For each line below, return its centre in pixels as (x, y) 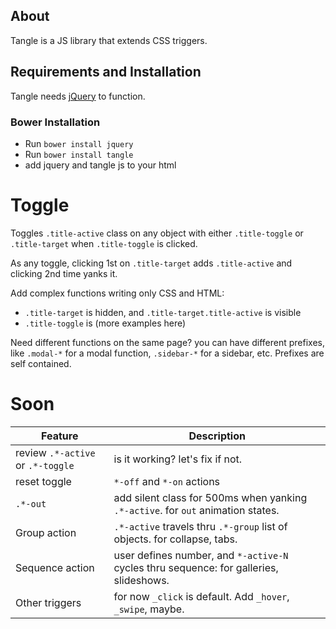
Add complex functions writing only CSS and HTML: (117, 293)
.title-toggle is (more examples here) (105, 323)
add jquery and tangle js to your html (100, 165)
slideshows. (141, 580)
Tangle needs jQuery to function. (78, 96)
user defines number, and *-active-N (201, 555)
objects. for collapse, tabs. (175, 539)
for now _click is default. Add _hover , (201, 596)
